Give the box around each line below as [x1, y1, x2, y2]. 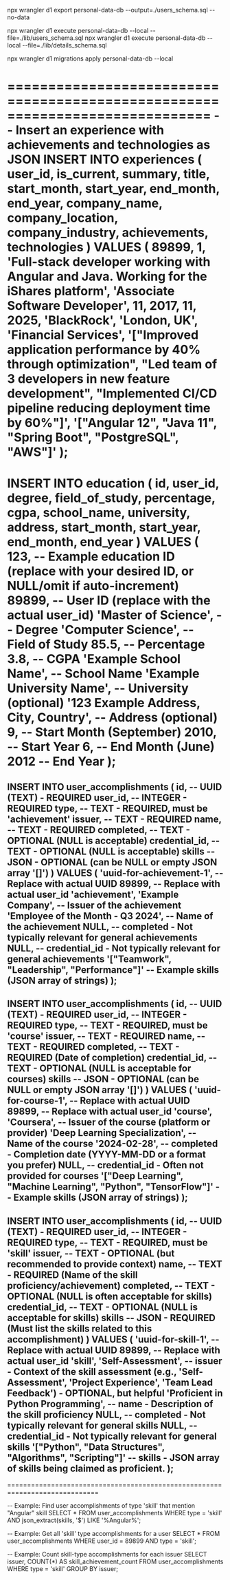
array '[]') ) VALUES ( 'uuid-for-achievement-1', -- [7, 867, 224, 878]
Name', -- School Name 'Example [7, 666, 200, 682]
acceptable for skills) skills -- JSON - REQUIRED [7, 1312, 216, 1324]
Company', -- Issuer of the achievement [7, 899, 182, 911]
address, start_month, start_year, [7, 520, 201, 536]
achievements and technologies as [7, 137, 211, 153]
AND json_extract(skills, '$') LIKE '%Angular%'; [7, 1516, 141, 1524]
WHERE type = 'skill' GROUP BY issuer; [7, 1564, 119, 1572]
